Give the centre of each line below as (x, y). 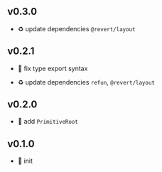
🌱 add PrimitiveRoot (48, 122)
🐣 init (25, 161)
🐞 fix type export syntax (53, 68)
